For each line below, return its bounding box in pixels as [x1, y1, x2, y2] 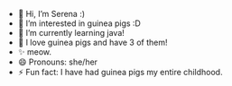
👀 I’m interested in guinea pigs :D [17, 18, 142, 29]
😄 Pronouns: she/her [17, 56, 97, 67]
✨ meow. [17, 47, 52, 57]
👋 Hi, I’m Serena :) [17, 9, 86, 19]
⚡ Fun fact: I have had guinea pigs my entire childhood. [17, 67, 223, 77]
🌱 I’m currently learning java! [17, 28, 125, 38]
